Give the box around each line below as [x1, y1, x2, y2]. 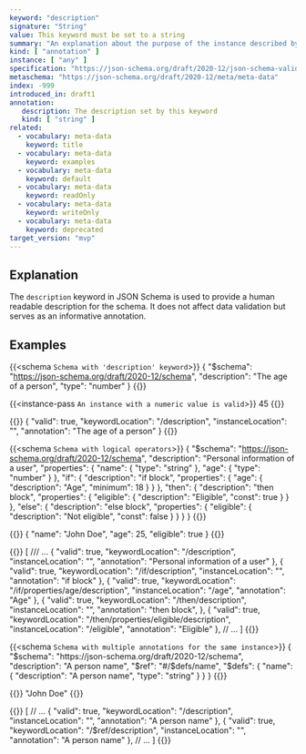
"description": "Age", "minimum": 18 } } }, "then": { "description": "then [9, 482, 275, 493]
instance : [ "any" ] [9, 56, 88, 65]
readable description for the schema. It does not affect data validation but [9, 301, 286, 312]
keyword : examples [25, 157, 96, 167]
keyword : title [25, 140, 84, 149]
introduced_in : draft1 [9, 89, 96, 98]
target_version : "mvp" [9, 233, 96, 242]
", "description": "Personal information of [140, 453, 295, 464]
